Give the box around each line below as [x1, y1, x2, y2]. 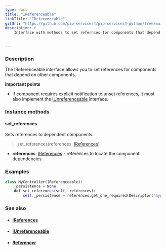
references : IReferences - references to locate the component [12, 151, 140, 157]
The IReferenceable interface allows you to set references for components [5, 67, 157, 72]
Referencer [12, 240, 36, 246]
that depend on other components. [5, 72, 76, 78]
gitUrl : [5, 21, 21, 26]
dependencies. [12, 156, 43, 162]
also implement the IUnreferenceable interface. [12, 96, 109, 102]
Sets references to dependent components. [5, 132, 94, 138]
